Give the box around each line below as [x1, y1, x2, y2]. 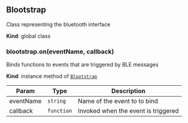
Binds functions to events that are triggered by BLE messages [6, 61, 159, 68]
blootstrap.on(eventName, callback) [6, 47, 114, 56]
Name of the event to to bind [77, 97, 159, 106]
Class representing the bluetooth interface [6, 20, 111, 28]
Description [111, 87, 145, 95]
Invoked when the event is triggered [77, 107, 179, 115]
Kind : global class [6, 32, 51, 40]
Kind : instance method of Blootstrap [6, 73, 98, 80]
